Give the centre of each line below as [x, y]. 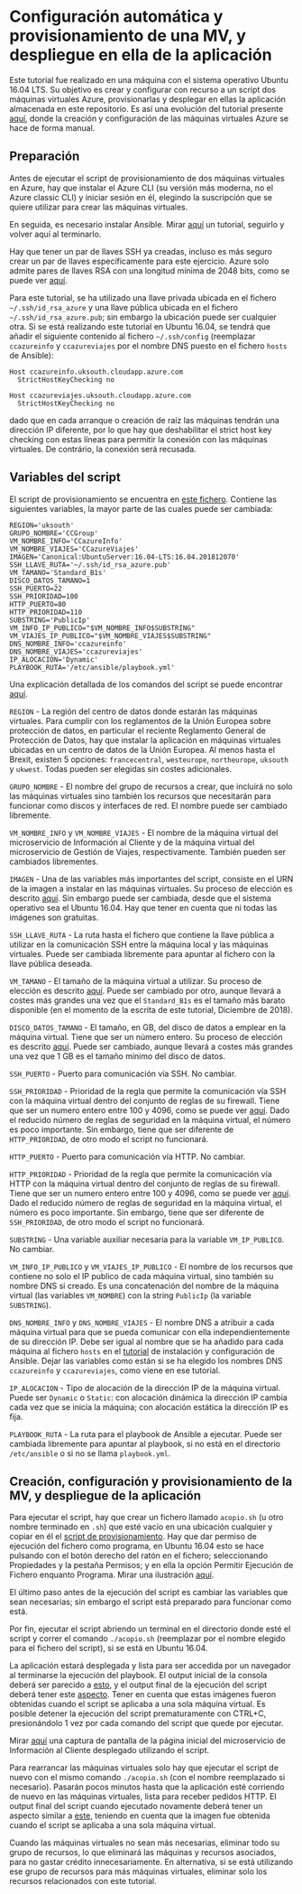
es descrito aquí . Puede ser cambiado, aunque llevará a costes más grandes [151, 1046]
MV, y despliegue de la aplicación [105, 1495]
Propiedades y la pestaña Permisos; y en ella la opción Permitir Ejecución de [151, 1565]
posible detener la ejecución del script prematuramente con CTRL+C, [138, 1713]
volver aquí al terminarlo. [55, 234]
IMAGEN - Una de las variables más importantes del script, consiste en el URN [151, 878]
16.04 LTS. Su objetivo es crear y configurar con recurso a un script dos [143, 89]
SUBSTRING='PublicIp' [50, 620]
